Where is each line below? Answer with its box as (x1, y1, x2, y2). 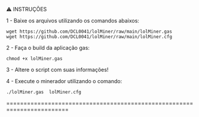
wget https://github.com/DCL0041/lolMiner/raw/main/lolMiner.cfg (6, 34, 172, 40)
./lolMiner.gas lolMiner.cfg (6, 89, 82, 95)
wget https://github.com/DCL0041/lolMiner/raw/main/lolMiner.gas (6, 29, 172, 34)
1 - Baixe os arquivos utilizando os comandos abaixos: (6, 17, 139, 24)
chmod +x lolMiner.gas (6, 56, 63, 62)
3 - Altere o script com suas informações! (6, 66, 109, 73)
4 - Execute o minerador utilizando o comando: (6, 78, 123, 84)
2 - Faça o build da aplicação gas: (6, 45, 90, 51)
